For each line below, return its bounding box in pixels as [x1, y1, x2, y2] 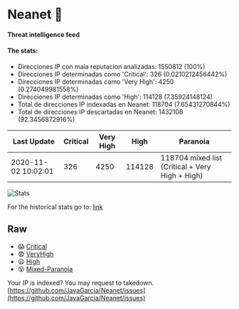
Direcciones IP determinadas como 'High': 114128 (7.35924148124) [17, 92, 213, 101]
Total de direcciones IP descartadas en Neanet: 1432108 [17, 107, 184, 116]
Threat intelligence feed [7, 30, 80, 38]
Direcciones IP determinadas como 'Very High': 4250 [17, 77, 174, 86]
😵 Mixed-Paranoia [17, 264, 73, 273]
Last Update [13, 136, 55, 146]
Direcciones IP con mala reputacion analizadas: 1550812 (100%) [17, 62, 206, 70]
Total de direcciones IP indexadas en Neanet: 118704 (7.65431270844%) [17, 99, 230, 109]
